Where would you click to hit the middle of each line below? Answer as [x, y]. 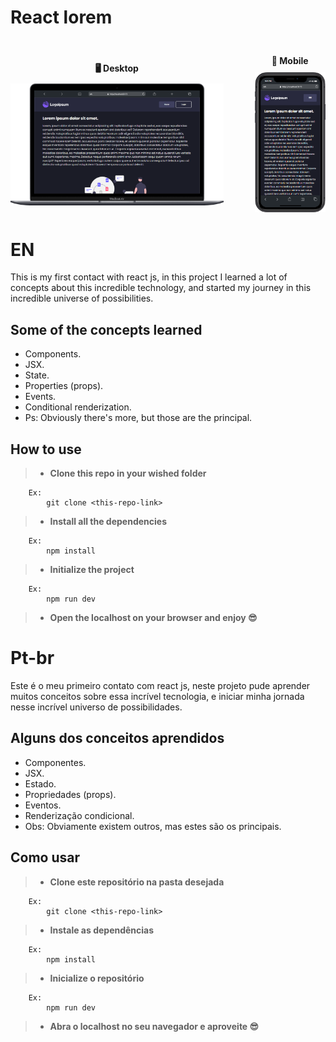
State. [37, 375]
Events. [40, 397]
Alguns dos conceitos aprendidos [117, 738]
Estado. [40, 783]
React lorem [61, 17]
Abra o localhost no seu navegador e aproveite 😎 [154, 1026]
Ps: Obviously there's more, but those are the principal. [138, 418]
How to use [46, 449]
